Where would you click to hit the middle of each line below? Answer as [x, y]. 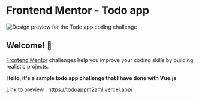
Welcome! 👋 [29, 46]
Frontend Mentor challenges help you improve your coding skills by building [100, 60]
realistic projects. [28, 66]
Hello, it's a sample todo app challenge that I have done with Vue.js [91, 78]
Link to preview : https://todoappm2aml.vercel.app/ [70, 89]
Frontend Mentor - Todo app [78, 10]
